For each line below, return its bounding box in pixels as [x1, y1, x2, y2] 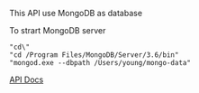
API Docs [9, 74, 44, 85]
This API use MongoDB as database [9, 8, 142, 18]
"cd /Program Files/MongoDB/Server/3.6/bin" [9, 51, 179, 60]
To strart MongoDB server [9, 25, 106, 35]
